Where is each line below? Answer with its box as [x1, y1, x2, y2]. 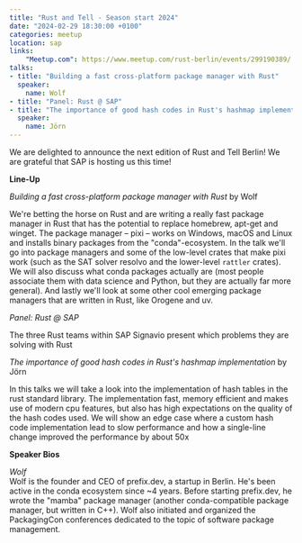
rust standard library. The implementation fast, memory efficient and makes [9, 394, 289, 403]
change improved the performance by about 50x [9, 431, 190, 442]
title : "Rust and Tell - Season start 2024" [9, 13, 179, 23]
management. [9, 524, 61, 534]
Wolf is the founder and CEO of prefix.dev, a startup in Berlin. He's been [9, 476, 276, 486]
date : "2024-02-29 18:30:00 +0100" [9, 22, 143, 31]
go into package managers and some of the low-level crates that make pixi [9, 247, 286, 258]
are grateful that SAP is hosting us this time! [9, 157, 173, 167]
